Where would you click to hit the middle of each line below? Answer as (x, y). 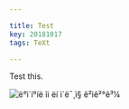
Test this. (26, 76)
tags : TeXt (30, 43)
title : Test (32, 25)
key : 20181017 (36, 34)
